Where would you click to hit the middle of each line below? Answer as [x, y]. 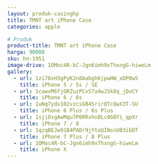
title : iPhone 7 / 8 [49, 124]
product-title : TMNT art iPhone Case [62, 46]
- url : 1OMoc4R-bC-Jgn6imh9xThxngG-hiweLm [76, 143]
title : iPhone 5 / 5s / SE [59, 84]
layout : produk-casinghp [43, 14]
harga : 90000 [26, 52]
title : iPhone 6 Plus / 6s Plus [66, 111]
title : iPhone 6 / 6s [51, 98]
